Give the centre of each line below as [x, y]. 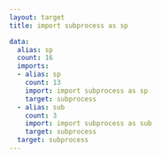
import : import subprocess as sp [87, 90]
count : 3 [41, 116]
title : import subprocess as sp [69, 26]
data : [19, 41]
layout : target [37, 17]
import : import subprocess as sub [88, 124]
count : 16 [35, 58]
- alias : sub [41, 107]
